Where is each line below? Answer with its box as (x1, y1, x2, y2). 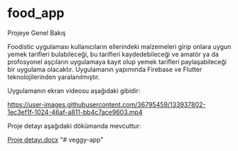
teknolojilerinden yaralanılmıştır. (7, 73, 100, 81)
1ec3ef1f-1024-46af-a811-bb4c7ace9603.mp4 (7, 108, 144, 116)
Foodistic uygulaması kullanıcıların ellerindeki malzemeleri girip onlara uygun (7, 42, 232, 51)
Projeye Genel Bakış (7, 28, 66, 37)
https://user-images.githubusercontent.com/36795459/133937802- (7, 100, 206, 108)
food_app (7, 5, 65, 21)
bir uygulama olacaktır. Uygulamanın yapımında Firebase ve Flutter (7, 65, 202, 73)
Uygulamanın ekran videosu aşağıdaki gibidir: (7, 86, 141, 95)
